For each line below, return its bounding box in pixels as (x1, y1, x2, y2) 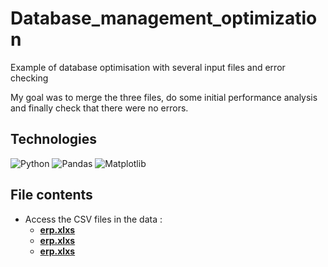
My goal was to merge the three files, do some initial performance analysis (10, 91, 318, 103)
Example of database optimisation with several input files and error (10, 61, 286, 73)
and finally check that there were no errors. (10, 102, 189, 114)
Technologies (10, 131, 98, 148)
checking (10, 72, 49, 84)
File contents (10, 187, 93, 204)
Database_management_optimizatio (10, 7, 318, 30)
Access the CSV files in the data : (24, 213, 163, 225)
